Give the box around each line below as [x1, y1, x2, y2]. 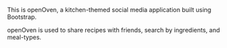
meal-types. [7, 33, 42, 41]
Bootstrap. [7, 13, 37, 21]
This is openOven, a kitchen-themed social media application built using [7, 6, 212, 14]
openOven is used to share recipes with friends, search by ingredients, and [7, 26, 220, 34]
